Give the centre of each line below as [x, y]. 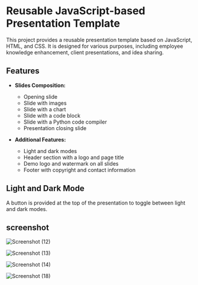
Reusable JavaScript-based [76, 11]
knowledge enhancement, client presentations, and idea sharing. [85, 52]
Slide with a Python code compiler [65, 122]
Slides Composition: [40, 85]
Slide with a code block [52, 115]
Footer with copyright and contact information [79, 170]
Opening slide [40, 96]
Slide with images [45, 103]
